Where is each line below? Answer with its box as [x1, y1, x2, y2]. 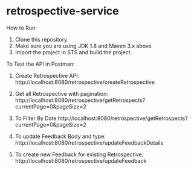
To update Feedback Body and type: [15, 133, 106, 140]
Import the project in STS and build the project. [15, 48, 132, 55]
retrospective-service [6, 4, 119, 18]
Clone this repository [15, 36, 68, 43]
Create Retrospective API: [15, 72, 80, 79]
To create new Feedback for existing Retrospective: [15, 151, 144, 158]
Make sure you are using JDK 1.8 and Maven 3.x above [15, 42, 152, 49]
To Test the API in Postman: [6, 60, 75, 68]
